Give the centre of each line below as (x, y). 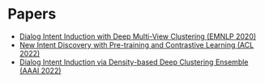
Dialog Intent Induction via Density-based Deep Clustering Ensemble (134, 62)
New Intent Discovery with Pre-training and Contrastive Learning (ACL (137, 44)
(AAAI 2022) (40, 70)
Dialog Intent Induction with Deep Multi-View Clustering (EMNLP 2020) (138, 36)
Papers (32, 14)
